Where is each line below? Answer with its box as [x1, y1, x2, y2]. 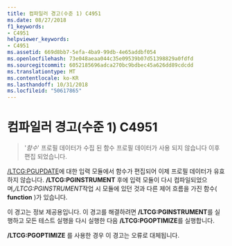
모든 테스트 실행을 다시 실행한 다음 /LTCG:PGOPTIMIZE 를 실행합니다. [25, 216, 215, 225]
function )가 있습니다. [7, 193, 68, 202]
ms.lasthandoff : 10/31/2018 [7, 81, 89, 88]
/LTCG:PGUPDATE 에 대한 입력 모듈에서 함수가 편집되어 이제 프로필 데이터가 [7, 167, 213, 175]
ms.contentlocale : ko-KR [7, 74, 79, 82]
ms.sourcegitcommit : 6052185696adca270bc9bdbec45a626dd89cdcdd [7, 62, 194, 69]
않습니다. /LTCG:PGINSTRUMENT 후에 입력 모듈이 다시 [19, 176, 172, 184]
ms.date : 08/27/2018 [7, 17, 67, 24]
